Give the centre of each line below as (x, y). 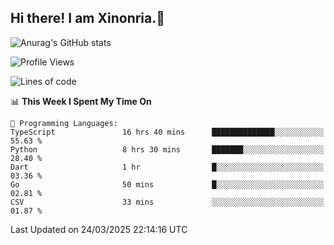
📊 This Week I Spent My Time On (81, 101)
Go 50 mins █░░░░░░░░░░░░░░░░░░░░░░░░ (167, 184)
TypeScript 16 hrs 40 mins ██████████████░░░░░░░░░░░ (167, 132)
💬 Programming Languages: (64, 123)
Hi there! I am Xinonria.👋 (88, 18)
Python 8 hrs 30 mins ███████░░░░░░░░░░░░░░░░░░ (167, 149)
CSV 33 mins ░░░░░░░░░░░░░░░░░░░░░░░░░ (167, 202)
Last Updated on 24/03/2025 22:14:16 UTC (99, 229)
